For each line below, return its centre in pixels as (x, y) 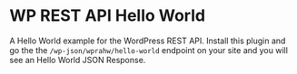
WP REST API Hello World (108, 16)
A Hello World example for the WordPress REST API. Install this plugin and (148, 41)
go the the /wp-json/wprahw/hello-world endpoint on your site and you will (149, 50)
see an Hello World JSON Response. (78, 60)
